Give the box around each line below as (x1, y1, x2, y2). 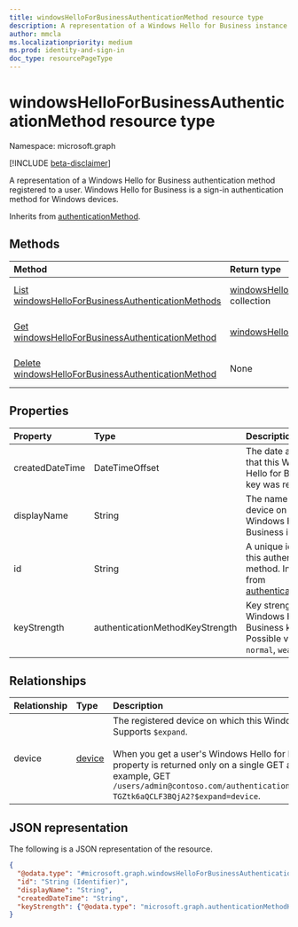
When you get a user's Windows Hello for (112, 748, 286, 760)
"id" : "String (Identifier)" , (17, 877, 129, 886)
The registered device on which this (112, 715, 263, 727)
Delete (13, 357, 42, 369)
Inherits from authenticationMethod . (9, 210, 141, 222)
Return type (230, 263, 282, 275)
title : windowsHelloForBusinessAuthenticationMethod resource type (9, 12, 264, 22)
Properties (9, 404, 69, 419)
